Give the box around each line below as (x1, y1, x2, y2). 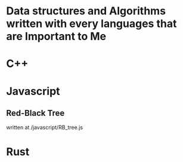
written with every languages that (6, 17, 177, 30)
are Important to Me (6, 30, 106, 43)
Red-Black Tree (6, 108, 65, 118)
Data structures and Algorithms (6, 4, 166, 18)
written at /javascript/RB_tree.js (6, 124, 83, 131)
